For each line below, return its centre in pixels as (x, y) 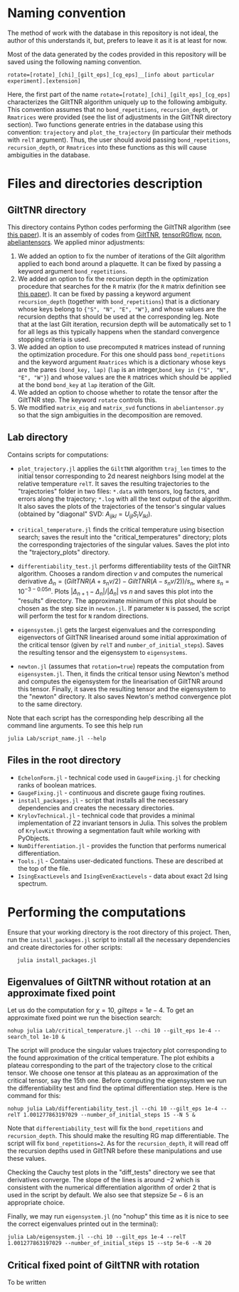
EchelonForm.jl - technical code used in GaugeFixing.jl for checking (119, 777)
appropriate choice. (36, 1203)
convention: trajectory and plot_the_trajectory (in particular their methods (119, 132)
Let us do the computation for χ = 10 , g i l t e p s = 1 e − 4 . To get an (101, 1011)
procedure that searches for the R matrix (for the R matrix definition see (122, 286)
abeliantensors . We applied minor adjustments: (76, 242)
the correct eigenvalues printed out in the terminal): (83, 1224)
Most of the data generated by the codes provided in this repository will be (117, 54)
